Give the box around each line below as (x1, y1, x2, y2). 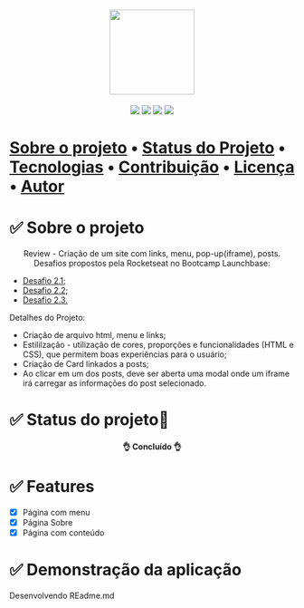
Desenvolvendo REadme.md (9, 590, 115, 601)
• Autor (9, 177, 65, 197)
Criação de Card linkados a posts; (22, 359, 149, 370)
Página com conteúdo (22, 526, 105, 538)
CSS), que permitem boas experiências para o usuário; (22, 349, 228, 360)
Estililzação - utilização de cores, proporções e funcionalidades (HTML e (22, 340, 294, 351)
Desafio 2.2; (22, 285, 69, 296)
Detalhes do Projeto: (9, 313, 86, 323)
